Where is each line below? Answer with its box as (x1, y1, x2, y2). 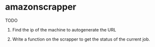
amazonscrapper (5, 1, 76, 13)
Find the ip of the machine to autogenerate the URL (12, 27, 117, 32)
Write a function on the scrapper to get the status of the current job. (12, 36, 150, 42)
